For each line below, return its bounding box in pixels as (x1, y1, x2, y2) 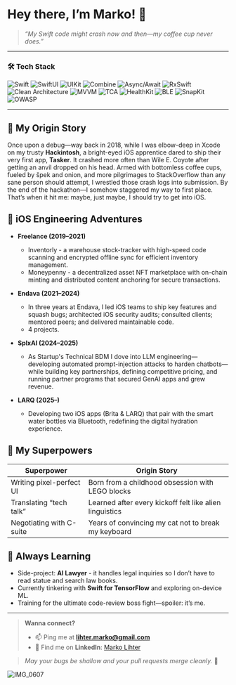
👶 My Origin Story (7, 122, 86, 134)
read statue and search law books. (17, 576, 118, 585)
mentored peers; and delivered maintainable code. (27, 318, 174, 326)
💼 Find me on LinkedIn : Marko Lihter (34, 643, 141, 652)
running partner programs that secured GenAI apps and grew (27, 374, 206, 383)
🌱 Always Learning (7, 551, 91, 563)
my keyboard (88, 526, 132, 536)
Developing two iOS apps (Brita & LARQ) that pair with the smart (27, 409, 214, 417)
